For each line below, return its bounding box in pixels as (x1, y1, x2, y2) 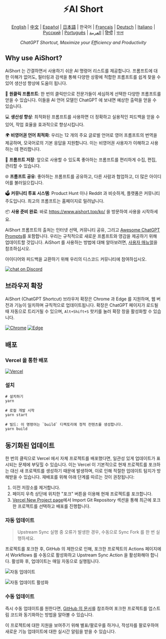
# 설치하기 (5, 394, 24, 399)
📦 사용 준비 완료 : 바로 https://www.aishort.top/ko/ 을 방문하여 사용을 (5, 208, 141, 214)
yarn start (5, 413, 28, 418)
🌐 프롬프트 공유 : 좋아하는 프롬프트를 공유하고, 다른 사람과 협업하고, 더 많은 (5, 173, 149, 179)
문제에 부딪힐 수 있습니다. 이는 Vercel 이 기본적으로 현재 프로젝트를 (18, 461, 148, 467)
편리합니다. (19, 146, 41, 152)
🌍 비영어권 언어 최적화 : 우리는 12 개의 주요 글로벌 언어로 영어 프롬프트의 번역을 (5, 132, 158, 138)
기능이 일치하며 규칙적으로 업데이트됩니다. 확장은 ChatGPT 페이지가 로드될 (14, 302, 159, 308)
